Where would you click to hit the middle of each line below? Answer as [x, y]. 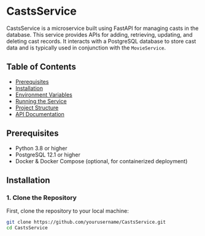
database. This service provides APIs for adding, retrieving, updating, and [100, 34]
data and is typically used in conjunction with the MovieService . [86, 48]
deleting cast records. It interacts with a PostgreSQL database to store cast [101, 41]
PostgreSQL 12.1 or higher [48, 155]
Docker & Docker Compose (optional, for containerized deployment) [101, 161]
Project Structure [37, 108]
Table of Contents [41, 67]
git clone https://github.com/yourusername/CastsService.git [86, 222]
